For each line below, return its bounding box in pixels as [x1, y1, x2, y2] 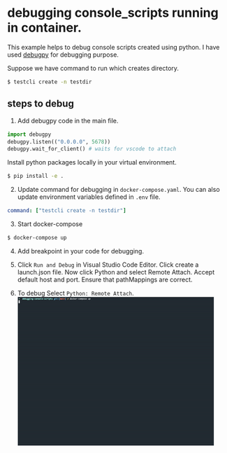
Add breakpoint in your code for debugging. [17, 246, 145, 255]
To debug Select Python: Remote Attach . [17, 288, 134, 297]
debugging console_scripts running [7, 5, 219, 21]
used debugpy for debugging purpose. [7, 50, 119, 59]
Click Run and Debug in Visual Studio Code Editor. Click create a [17, 260, 199, 269]
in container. [7, 20, 82, 36]
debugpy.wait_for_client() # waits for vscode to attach [7, 146, 177, 153]
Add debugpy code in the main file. [17, 116, 119, 125]
